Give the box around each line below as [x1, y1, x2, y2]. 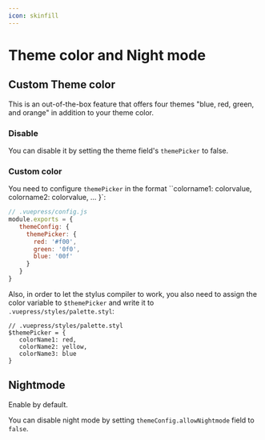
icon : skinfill [8, 11, 59, 20]
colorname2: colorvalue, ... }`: [8, 193, 106, 202]
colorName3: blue [18, 350, 78, 358]
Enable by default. [8, 399, 68, 409]
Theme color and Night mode [8, 46, 207, 64]
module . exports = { [8, 215, 74, 224]
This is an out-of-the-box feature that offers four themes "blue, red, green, [8, 99, 255, 109]
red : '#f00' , [33, 238, 78, 246]
